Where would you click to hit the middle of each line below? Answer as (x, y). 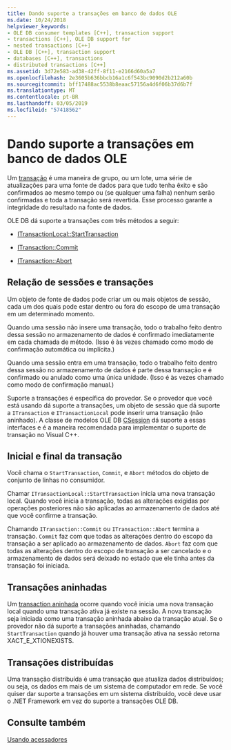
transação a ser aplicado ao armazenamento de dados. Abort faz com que (113, 544)
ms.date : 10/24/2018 (37, 20)
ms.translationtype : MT (41, 90)
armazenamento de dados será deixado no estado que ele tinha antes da (111, 558)
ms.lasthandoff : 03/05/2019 (48, 104)
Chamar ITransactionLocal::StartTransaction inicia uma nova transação (111, 494)
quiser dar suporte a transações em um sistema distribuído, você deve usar (114, 693)
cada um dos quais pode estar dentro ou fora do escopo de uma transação (114, 306)
